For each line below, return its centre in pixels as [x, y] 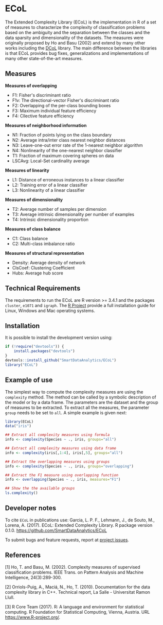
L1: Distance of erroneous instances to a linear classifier [68, 179]
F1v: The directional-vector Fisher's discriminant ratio [65, 100]
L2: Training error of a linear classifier [50, 185]
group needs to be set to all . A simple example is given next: [66, 413]
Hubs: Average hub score [37, 273]
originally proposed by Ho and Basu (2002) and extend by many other [75, 43]
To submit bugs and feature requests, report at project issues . [67, 540]
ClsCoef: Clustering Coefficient [43, 268]
